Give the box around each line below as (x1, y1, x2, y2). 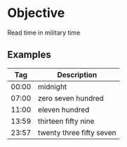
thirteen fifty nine (37, 116, 95, 126)
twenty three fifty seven (37, 127, 117, 137)
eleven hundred (37, 105, 90, 114)
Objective (7, 5, 65, 21)
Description (57, 69, 98, 79)
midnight (37, 81, 67, 91)
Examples (7, 49, 51, 61)
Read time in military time (7, 28, 81, 37)
